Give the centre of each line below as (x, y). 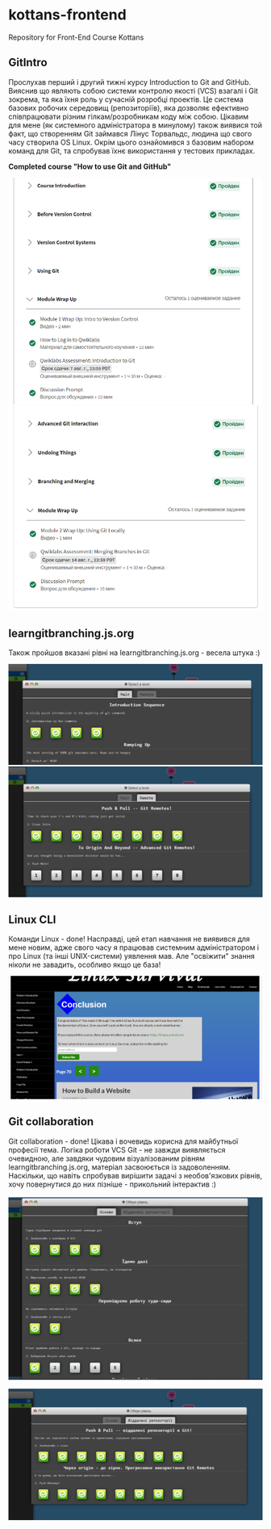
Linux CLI (32, 920)
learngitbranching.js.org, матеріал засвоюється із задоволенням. (120, 1167)
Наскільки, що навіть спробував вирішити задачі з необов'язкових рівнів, (135, 1175)
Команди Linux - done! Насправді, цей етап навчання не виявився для (129, 939)
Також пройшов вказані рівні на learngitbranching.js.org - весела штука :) (134, 653)
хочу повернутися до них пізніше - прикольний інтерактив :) (112, 1184)
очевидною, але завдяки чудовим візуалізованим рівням (107, 1158)
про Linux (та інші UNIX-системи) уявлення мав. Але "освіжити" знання (132, 956)
